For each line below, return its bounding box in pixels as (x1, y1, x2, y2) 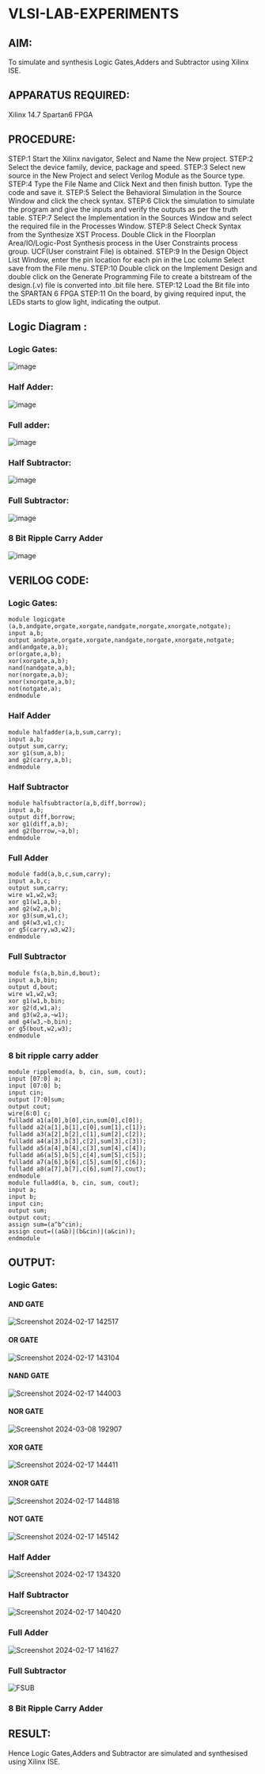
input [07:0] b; (8, 1082, 62, 1090)
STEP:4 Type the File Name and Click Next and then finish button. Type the (8, 179, 253, 189)
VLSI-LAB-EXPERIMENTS (8, 5, 180, 23)
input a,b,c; (8, 877, 51, 885)
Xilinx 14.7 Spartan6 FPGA (8, 109, 93, 119)
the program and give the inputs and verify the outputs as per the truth (8, 204, 239, 214)
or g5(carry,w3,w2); (8, 925, 77, 934)
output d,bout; (8, 983, 59, 991)
